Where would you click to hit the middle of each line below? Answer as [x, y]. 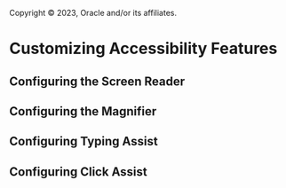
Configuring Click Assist [79, 172]
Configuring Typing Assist [83, 141]
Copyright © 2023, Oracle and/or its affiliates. [93, 13]
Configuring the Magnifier [83, 111]
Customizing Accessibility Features [143, 49]
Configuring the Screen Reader [97, 81]
